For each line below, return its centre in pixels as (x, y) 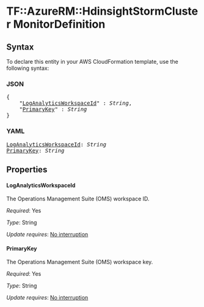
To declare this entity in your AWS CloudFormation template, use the (92, 62)
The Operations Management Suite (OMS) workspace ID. (78, 199)
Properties (27, 169)
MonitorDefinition (59, 24)
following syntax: (28, 68)
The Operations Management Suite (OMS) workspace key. (80, 262)
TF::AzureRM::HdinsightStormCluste (102, 11)
